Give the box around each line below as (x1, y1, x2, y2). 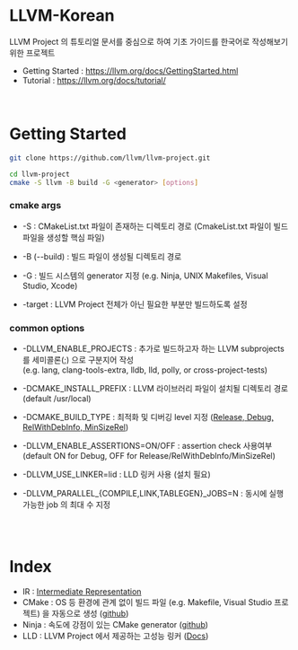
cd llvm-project (9, 170, 70, 179)
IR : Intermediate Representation (22, 586, 142, 597)
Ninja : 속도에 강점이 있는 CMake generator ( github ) (22, 619, 209, 630)
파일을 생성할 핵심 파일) (22, 232, 105, 242)
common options (9, 321, 85, 334)
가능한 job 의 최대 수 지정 (22, 499, 110, 510)
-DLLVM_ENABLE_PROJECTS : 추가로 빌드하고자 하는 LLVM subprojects (22, 343, 285, 355)
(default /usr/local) (22, 393, 92, 404)
